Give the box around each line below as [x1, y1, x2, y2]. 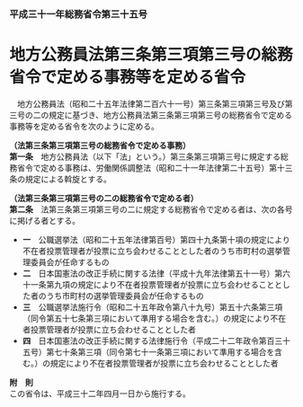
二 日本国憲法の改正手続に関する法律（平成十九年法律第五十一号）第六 [22, 268, 290, 279]
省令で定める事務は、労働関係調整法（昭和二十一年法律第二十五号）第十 [16, 162, 285, 173]
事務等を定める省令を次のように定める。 [9, 120, 159, 131]
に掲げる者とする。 [9, 215, 81, 226]
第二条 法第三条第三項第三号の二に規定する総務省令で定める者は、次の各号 [9, 204, 293, 215]
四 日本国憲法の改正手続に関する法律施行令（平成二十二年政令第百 [22, 335, 275, 346]
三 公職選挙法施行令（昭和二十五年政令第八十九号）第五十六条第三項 [22, 301, 283, 312]
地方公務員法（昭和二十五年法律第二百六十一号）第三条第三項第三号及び [16, 98, 285, 109]
